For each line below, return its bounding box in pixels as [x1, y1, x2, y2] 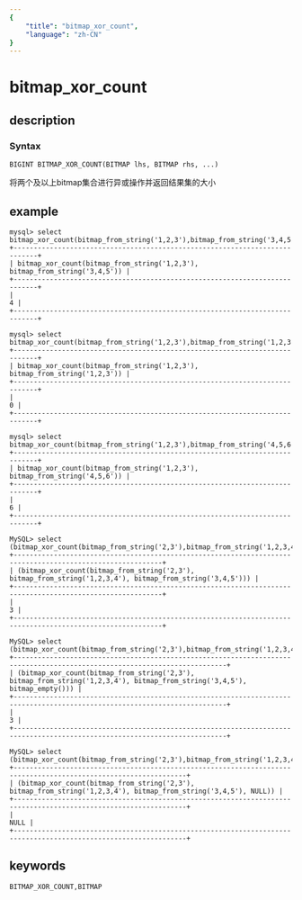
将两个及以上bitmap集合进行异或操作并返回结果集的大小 [9, 177, 217, 188]
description [9, 112, 75, 128]
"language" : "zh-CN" [25, 30, 102, 39]
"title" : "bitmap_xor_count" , [25, 22, 139, 31]
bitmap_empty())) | [9, 684, 83, 693]
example [9, 203, 59, 219]
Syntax [9, 139, 41, 152]
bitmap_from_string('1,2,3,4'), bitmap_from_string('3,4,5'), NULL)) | [9, 787, 283, 796]
